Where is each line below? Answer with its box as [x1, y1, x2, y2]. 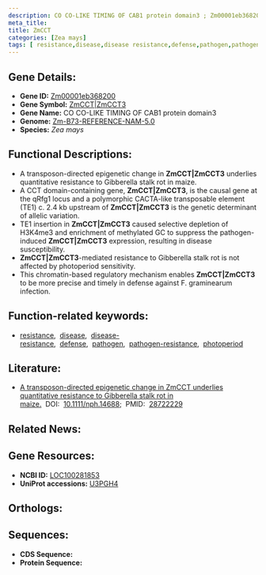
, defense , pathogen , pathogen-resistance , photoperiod [54, 339, 244, 348]
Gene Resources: [8, 449, 95, 463]
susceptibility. [19, 244, 66, 254]
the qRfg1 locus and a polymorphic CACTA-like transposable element [19, 194, 245, 203]
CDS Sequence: [19, 549, 74, 558]
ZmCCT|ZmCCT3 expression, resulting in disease [47, 236, 212, 245]
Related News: [8, 422, 82, 436]
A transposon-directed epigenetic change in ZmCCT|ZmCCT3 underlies [19, 168, 257, 178]
